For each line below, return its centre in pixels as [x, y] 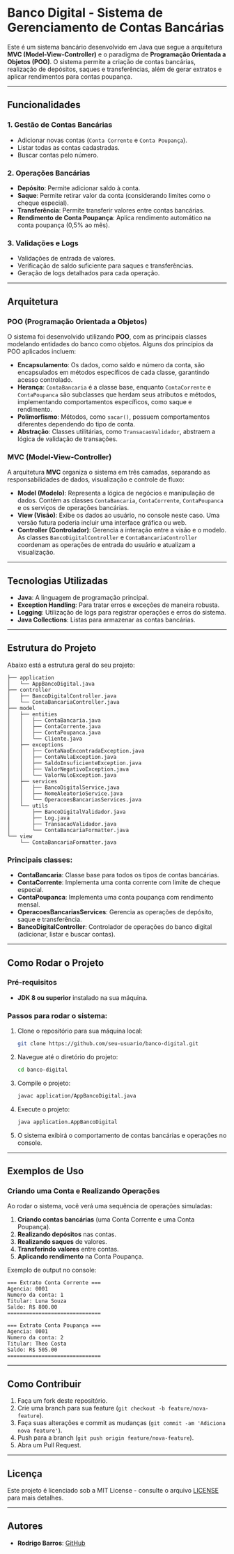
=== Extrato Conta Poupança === [54, 1325]
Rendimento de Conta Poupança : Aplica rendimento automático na [114, 217]
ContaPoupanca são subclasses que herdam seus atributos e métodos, [117, 394]
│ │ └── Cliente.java [45, 739]
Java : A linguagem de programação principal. [83, 598]
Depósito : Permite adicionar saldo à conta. [79, 188]
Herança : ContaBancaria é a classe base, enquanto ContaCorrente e [114, 387]
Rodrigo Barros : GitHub [51, 1543]
